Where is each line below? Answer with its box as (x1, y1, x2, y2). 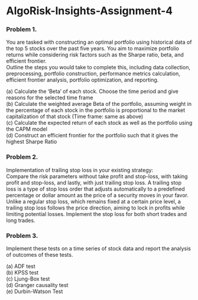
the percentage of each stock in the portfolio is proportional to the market (6, 107, 186, 114)
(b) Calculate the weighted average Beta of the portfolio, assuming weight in (6, 101, 192, 108)
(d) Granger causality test (6, 282, 69, 289)
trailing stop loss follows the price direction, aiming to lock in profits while (6, 204, 185, 211)
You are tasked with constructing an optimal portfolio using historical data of (6, 38, 192, 46)
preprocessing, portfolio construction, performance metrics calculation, (6, 70, 180, 78)
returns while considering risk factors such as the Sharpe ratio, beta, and (6, 51, 184, 59)
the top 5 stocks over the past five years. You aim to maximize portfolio (6, 45, 179, 52)
